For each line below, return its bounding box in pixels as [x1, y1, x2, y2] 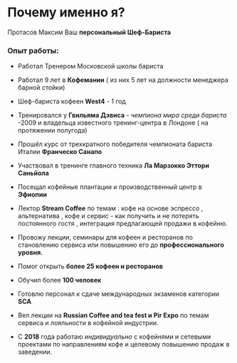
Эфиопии [17, 190, 48, 199]
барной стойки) [17, 83, 65, 92]
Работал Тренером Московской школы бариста [17, 62, 164, 71]
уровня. [17, 248, 43, 257]
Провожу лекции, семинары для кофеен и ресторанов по [17, 233, 194, 242]
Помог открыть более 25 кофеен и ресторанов [17, 262, 164, 271]
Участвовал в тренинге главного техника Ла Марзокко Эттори [17, 161, 210, 170]
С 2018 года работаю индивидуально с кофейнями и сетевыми [17, 332, 211, 341]
